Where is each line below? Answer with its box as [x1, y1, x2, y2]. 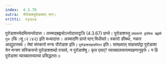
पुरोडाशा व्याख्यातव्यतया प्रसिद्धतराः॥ [5, 53, 60, 59]
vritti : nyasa [5, 16, 37, 21]
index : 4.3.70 [5, 7, 37, 12]
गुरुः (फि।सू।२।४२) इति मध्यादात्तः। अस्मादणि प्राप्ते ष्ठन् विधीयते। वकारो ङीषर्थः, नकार [5, 36, 142, 42]
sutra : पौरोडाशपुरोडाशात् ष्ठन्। [5, 12, 56, 17]
